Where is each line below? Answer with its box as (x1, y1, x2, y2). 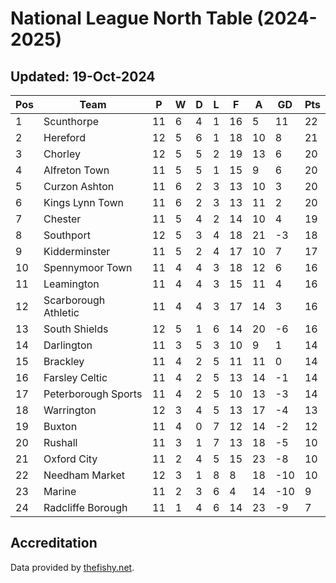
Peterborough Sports (43, 387, 143, 401)
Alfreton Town (43, 163, 110, 177)
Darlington (43, 338, 93, 352)
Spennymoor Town (43, 261, 133, 274)
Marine (43, 485, 77, 498)
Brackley (43, 355, 85, 368)
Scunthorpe (43, 115, 100, 128)
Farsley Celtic (43, 371, 108, 384)
